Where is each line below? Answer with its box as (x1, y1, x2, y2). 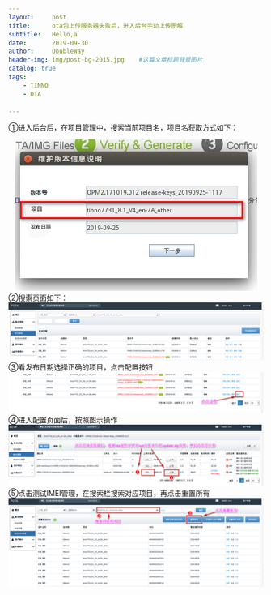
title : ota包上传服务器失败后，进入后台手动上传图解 (8, 21, 184, 30)
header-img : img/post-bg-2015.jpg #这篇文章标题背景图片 (8, 56, 203, 64)
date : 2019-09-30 (8, 39, 89, 47)
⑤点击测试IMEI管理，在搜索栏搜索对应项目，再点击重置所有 (8, 489, 210, 499)
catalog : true (8, 65, 57, 73)
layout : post (8, 13, 67, 21)
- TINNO (23, 81, 49, 89)
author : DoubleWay (8, 47, 85, 56)
